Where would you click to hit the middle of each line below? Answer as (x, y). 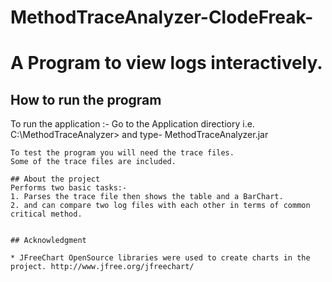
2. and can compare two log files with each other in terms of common (160, 206)
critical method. (46, 214)
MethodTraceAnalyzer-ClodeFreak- (162, 17)
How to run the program (86, 99)
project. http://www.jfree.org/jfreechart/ (102, 267)
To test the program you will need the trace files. (122, 153)
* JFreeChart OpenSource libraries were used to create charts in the (160, 258)
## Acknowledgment (48, 241)
